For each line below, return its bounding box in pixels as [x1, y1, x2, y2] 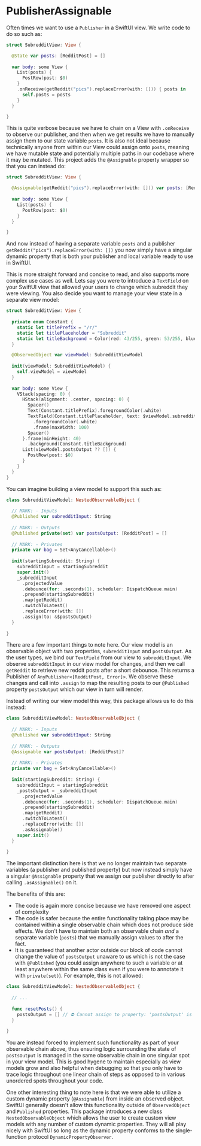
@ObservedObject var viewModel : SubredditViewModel [11, 352, 144, 358]
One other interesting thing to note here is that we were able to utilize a [6, 1089, 181, 1096]
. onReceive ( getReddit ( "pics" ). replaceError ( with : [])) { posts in [17, 86, 186, 92]
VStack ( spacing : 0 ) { [17, 391, 71, 397]
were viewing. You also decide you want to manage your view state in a [6, 290, 182, 297]
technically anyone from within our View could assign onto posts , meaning [6, 144, 190, 151]
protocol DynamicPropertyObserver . [28, 1133, 114, 1141]
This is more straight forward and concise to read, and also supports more [6, 271, 190, 278]
